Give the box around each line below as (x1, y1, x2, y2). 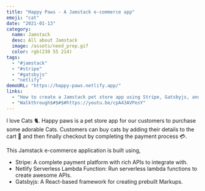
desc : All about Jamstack (12, 37, 78, 43)
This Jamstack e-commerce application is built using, (6, 146, 141, 154)
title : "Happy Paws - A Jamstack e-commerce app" (6, 9, 135, 15)
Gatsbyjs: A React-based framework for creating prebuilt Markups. (15, 178, 183, 185)
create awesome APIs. (15, 171, 72, 179)
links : (6, 88, 23, 95)
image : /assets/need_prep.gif (12, 43, 88, 49)
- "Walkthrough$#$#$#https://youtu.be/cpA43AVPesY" (12, 99, 146, 106)
